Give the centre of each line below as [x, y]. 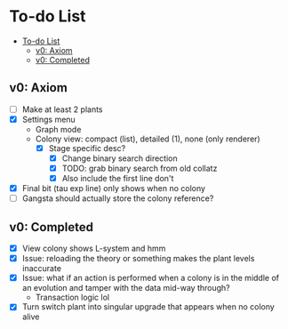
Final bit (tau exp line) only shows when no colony [114, 189]
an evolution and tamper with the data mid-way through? [126, 288]
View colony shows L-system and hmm [94, 249]
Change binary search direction [120, 158]
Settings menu [48, 119]
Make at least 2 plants [62, 109]
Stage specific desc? [87, 148]
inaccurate [42, 269]
